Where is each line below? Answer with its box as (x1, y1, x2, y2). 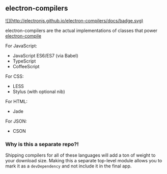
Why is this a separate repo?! (5, 140, 79, 148)
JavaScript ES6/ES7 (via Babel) (12, 52, 78, 59)
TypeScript (12, 58, 36, 64)
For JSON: (5, 118, 27, 124)
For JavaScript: (5, 43, 37, 49)
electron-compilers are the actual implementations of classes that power (5, 27, 158, 34)
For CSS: (5, 73, 24, 79)
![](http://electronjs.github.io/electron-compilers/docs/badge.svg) (5, 17, 144, 23)
